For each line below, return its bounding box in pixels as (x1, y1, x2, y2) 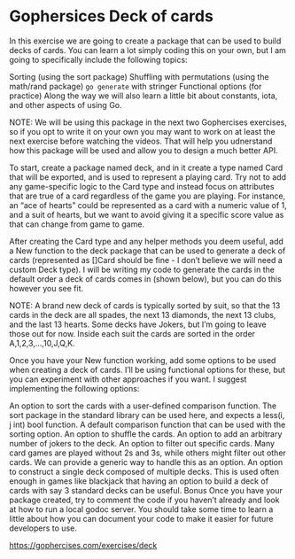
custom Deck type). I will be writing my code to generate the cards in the (9, 264, 275, 275)
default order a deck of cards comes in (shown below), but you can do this (9, 273, 282, 284)
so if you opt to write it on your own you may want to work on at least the (9, 126, 276, 136)
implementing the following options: (9, 383, 140, 393)
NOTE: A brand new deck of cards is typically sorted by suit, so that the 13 (9, 299, 281, 311)
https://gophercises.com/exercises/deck (9, 540, 158, 550)
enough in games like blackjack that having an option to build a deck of (9, 476, 268, 486)
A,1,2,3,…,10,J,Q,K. (9, 338, 75, 348)
